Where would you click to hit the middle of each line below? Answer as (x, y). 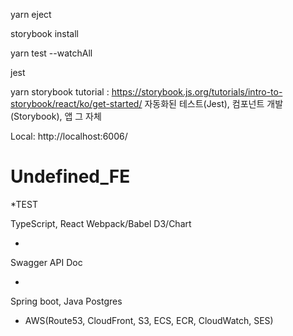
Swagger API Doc (46, 262)
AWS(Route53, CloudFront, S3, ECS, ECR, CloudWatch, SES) (149, 320)
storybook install (44, 33)
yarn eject (31, 14)
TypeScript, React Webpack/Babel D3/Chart (101, 223)
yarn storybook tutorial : (60, 92)
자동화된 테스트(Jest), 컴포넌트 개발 (214, 103)
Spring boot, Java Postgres (66, 301)
